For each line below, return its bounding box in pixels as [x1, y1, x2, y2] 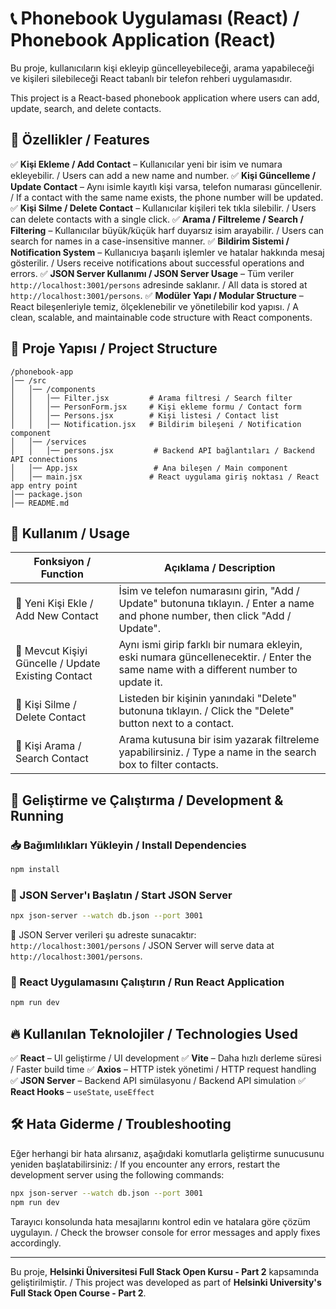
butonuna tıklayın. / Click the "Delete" [118, 704, 295, 718]
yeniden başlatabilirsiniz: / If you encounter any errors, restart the [10, 1158, 281, 1170]
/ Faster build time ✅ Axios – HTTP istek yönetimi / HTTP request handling [10, 1063, 317, 1076]
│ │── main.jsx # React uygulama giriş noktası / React [10, 472, 320, 482]
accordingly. [10, 1237, 62, 1249]
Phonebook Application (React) [10, 29, 277, 52]
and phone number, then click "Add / [118, 609, 292, 623]
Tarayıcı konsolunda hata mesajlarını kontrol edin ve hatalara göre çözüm [10, 1215, 311, 1227]
